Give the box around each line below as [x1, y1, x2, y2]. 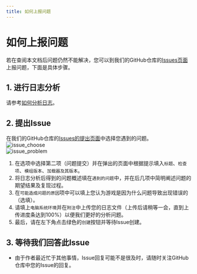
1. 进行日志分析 [6, 82, 61, 92]
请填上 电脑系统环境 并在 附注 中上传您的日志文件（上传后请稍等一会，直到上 [14, 204, 189, 211]
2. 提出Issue [6, 118, 51, 128]
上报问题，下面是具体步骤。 [6, 64, 74, 71]
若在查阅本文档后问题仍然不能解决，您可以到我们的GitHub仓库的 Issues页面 [6, 56, 188, 64]
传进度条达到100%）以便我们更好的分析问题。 [14, 211, 126, 218]
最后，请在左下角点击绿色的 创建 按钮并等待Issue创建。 [14, 219, 145, 226]
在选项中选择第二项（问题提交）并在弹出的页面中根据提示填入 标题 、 [14, 160, 178, 167]
